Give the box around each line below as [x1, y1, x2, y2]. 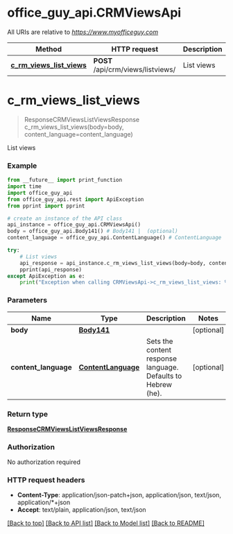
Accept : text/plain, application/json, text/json [17, 506, 147, 514]
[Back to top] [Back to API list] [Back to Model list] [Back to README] [7, 519, 205, 528]
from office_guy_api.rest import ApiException [7, 196, 144, 203]
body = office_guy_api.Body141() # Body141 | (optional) [7, 227, 178, 235]
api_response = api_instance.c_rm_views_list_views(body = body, [19, 259, 207, 266]
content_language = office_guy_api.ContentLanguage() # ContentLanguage [7, 234, 222, 241]
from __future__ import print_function [7, 177, 123, 184]
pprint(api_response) [19, 266, 82, 273]
